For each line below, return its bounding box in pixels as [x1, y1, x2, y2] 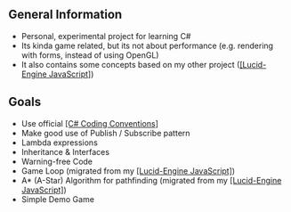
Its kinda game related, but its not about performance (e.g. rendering [20, 40, 273, 51]
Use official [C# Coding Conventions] [20, 118, 159, 128]
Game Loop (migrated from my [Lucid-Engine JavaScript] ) [20, 165, 236, 176]
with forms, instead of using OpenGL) [20, 49, 159, 61]
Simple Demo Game [20, 193, 95, 204]
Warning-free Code [20, 156, 93, 167]
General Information [8, 7, 123, 22]
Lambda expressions [20, 137, 99, 148]
